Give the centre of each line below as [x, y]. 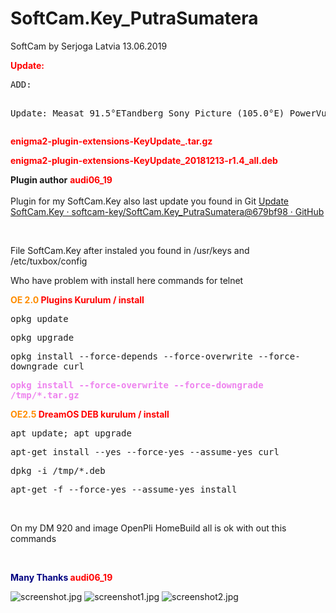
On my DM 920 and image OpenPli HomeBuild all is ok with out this [148, 528]
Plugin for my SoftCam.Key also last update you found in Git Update [150, 201]
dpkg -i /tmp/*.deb [58, 470]
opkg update [39, 318]
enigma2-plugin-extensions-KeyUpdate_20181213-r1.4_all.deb [144, 160]
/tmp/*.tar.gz [45, 395]
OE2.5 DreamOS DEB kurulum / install [90, 414]
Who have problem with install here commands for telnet [127, 280]
